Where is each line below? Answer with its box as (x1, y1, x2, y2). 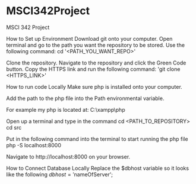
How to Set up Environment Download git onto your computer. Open (6, 35, 173, 42)
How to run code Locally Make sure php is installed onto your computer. (6, 83, 182, 90)
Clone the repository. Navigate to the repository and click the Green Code (6, 59, 186, 66)
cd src (6, 124, 22, 131)
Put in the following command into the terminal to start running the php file (6, 135, 188, 143)
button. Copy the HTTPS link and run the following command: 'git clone (6, 65, 181, 72)
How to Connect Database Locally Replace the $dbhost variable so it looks (6, 164, 189, 172)
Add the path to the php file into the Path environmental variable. (6, 95, 165, 102)
